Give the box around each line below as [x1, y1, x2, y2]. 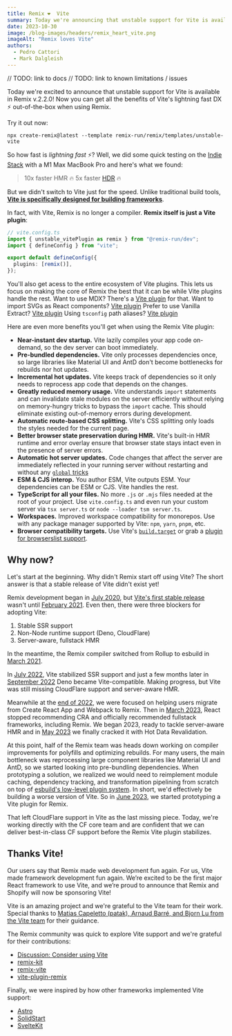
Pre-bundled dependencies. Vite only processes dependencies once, [17, 350, 217, 359]
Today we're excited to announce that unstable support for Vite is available [7, 87, 220, 95]
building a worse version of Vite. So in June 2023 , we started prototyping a [7, 792, 221, 800]
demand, [17, 343, 43, 351]
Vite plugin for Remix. [7, 800, 68, 808]
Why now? [7, 554, 54, 566]
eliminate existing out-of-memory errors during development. [17, 409, 192, 417]
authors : [7, 42, 32, 49]
